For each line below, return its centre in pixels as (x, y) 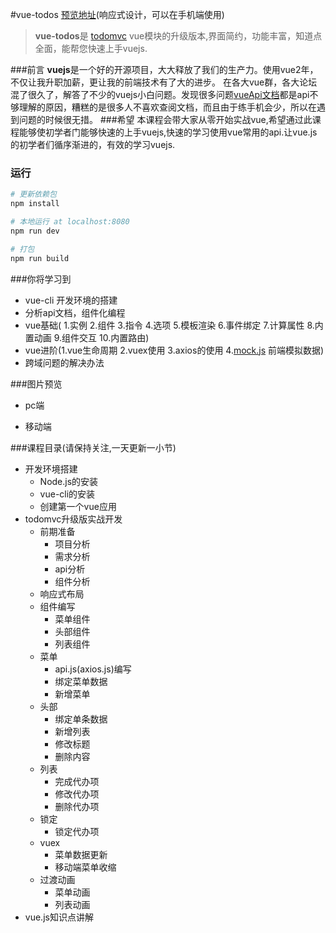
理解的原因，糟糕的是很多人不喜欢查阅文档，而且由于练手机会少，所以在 (167, 107)
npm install (35, 204)
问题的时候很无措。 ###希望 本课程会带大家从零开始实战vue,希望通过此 (165, 119)
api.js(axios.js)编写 (93, 669)
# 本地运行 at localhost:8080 (70, 222)
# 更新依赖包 (33, 194)
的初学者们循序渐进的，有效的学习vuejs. (93, 144)
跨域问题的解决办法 (64, 362)
